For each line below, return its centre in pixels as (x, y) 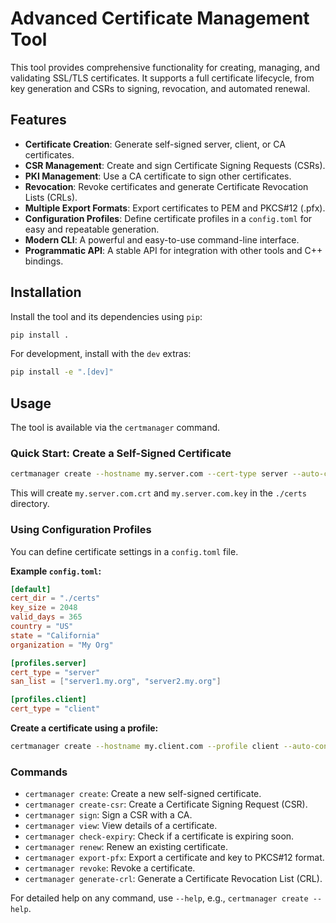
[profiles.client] (48, 700)
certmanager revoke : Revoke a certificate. (110, 868)
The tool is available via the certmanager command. (115, 428)
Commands (39, 772)
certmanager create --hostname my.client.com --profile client (145, 747)
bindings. (44, 261)
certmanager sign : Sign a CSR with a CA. (108, 815)
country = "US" (42, 627)
